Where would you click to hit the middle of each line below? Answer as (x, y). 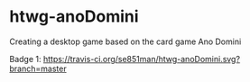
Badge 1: (26, 59)
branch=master (38, 68)
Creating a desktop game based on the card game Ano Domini (125, 41)
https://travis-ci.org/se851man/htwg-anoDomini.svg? (142, 59)
